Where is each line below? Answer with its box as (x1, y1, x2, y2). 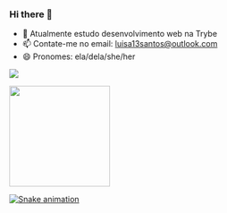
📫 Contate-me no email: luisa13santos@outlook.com (21, 38, 218, 49)
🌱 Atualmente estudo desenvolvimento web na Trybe (21, 29, 217, 39)
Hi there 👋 (9, 8, 54, 21)
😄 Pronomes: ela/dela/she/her (21, 51, 136, 62)
